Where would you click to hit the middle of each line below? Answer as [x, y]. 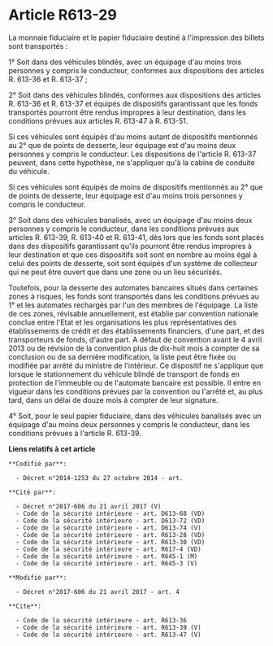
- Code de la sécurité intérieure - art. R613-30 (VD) [110, 542]
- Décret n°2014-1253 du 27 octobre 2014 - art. [100, 478]
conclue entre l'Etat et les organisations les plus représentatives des [123, 322]
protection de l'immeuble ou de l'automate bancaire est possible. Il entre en [135, 382]
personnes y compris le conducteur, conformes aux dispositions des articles [136, 70]
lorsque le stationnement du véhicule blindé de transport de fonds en [124, 374]
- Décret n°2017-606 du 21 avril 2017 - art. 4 [98, 591]
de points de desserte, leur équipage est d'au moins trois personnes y [126, 195]
